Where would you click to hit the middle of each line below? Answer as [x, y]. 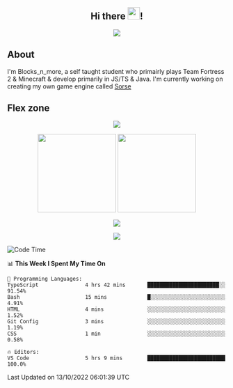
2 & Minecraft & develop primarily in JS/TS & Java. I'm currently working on [115, 79]
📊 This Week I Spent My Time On [56, 264]
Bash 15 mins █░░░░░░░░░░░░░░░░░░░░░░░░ [116, 297]
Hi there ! [117, 16]
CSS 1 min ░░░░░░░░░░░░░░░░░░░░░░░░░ [116, 334]
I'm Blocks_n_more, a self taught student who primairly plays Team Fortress [116, 71]
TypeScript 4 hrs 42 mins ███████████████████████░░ [116, 285]
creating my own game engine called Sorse [69, 86]
